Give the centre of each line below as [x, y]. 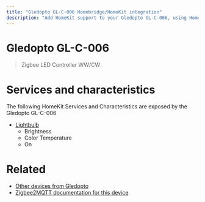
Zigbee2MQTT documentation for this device [72, 193]
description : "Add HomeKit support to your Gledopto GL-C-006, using [97, 18]
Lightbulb [27, 125]
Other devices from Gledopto [52, 186]
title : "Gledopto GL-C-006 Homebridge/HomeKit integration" [85, 12]
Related [26, 169]
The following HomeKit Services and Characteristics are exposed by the [97, 107]
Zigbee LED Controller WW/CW [61, 65]
